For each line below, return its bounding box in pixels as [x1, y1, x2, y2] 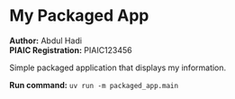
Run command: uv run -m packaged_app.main [9, 79, 178, 90]
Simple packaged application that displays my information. [9, 62, 227, 73]
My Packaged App [9, 5, 149, 26]
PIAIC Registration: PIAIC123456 [9, 44, 132, 55]
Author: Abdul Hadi [9, 35, 83, 46]
